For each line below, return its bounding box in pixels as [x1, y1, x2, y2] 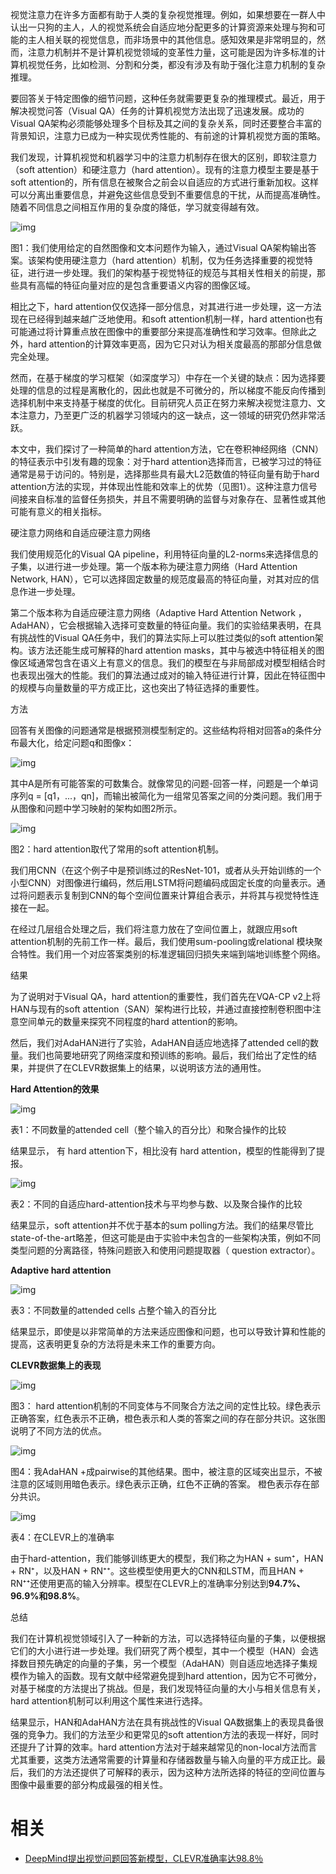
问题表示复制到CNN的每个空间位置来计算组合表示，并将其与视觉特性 [27, 889, 311, 901]
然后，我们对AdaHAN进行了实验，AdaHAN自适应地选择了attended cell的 [10, 1037, 310, 1048]
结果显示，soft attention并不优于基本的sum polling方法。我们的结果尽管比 [10, 1219, 314, 1231]
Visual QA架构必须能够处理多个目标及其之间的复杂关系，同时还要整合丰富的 [10, 118, 322, 129]
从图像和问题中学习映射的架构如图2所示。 [10, 803, 183, 814]
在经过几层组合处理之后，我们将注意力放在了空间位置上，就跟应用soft [10, 923, 298, 935]
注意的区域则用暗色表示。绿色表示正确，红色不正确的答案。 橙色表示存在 [10, 1478, 311, 1490]
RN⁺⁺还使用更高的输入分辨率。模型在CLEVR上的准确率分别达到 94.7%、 [10, 1578, 306, 1589]
